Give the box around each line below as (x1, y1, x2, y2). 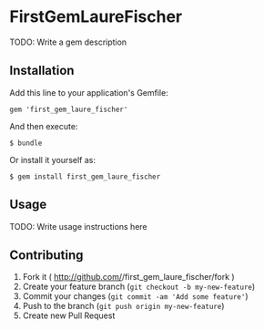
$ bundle (9, 139, 43, 148)
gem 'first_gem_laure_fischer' (9, 105, 128, 114)
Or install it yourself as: (9, 154, 96, 165)
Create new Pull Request (22, 310, 116, 321)
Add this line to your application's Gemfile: (9, 87, 168, 98)
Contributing (9, 247, 84, 263)
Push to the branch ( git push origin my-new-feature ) (22, 301, 225, 312)
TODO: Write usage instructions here (9, 221, 147, 232)
